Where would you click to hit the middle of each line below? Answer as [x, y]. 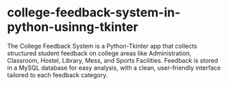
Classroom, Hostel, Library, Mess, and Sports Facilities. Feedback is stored [113, 60]
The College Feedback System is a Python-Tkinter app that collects [102, 46]
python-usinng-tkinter [73, 27]
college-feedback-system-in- [94, 13]
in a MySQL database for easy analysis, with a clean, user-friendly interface [114, 68]
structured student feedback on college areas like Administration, [99, 53]
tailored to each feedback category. [58, 75]
